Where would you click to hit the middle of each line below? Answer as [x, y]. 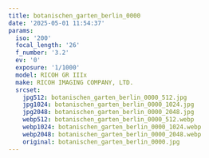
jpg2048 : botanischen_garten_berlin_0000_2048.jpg [108, 113]
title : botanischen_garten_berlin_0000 [75, 16]
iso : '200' [34, 38]
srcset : [28, 90]
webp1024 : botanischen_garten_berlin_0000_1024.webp [112, 127]
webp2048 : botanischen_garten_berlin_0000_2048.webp [112, 134]
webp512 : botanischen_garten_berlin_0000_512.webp [108, 120]
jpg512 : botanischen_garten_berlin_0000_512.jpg [105, 97]
